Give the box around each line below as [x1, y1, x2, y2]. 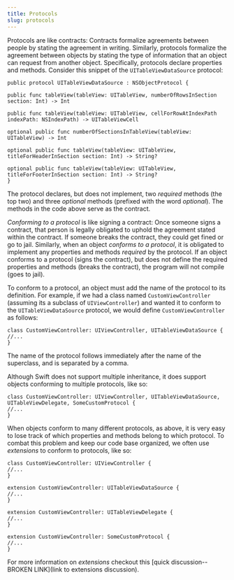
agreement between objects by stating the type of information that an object [7, 50, 227, 59]
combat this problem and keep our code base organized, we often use [7, 439, 210, 447]
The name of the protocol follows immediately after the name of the [7, 351, 201, 360]
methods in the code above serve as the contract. [7, 204, 151, 213]
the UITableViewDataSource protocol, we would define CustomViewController [7, 306, 225, 314]
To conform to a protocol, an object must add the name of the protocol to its [7, 283, 226, 292]
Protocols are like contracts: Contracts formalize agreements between [7, 36, 209, 44]
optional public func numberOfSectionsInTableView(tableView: [7, 128, 192, 135]
